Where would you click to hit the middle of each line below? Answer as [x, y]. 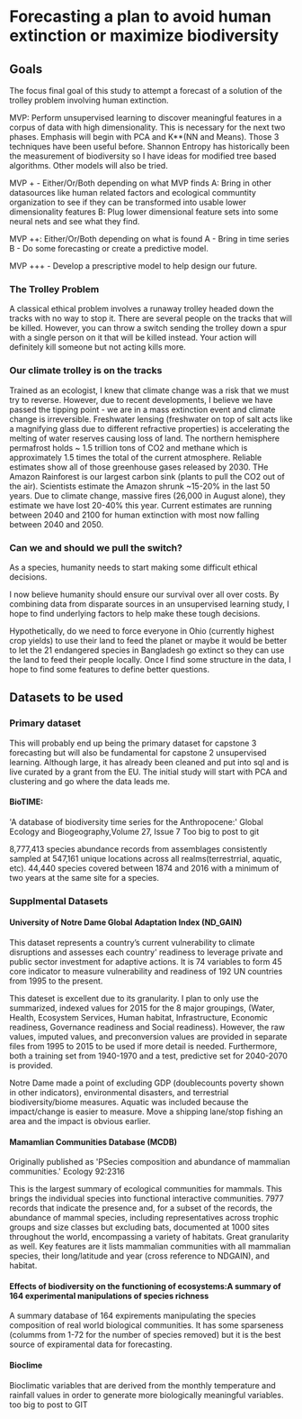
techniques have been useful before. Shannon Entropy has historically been [150, 146]
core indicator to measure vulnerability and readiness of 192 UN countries [146, 971]
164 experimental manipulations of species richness [109, 1295]
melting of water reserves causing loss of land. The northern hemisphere [145, 438]
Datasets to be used [67, 697]
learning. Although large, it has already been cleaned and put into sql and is [149, 762]
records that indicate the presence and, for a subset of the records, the [141, 1208]
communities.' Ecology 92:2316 [67, 1172]
